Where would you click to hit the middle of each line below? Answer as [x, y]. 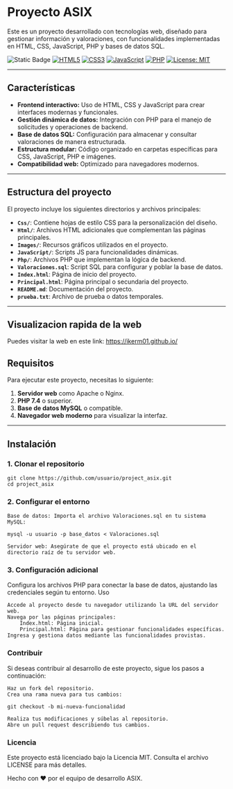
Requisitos [31, 363]
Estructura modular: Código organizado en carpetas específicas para [118, 149]
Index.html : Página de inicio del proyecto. [77, 274]
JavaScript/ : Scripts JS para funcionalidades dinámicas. [98, 252]
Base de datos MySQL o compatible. [70, 408]
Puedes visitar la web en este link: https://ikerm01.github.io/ [93, 341]
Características [41, 88]
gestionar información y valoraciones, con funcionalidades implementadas [114, 38]
